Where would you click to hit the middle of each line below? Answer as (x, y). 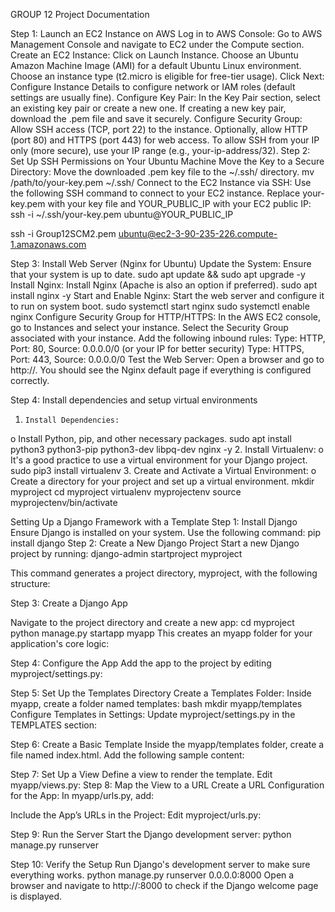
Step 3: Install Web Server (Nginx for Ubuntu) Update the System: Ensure (161, 263)
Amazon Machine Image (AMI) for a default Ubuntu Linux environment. (156, 65)
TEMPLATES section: (54, 725)
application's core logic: (60, 643)
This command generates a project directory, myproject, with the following (164, 573)
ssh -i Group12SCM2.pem (63, 233)
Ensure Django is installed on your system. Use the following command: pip (166, 532)
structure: (30, 583)
